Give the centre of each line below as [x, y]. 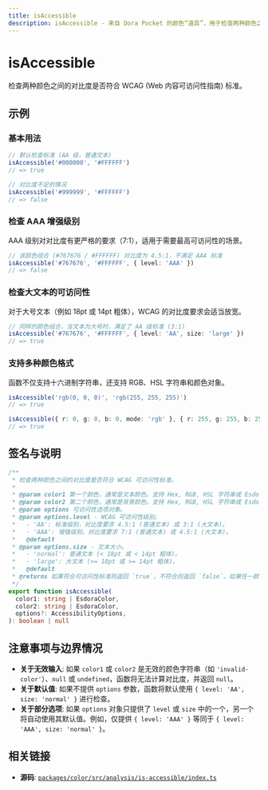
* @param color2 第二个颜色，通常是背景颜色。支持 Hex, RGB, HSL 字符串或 [126, 502]
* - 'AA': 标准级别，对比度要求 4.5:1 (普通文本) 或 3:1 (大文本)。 [120, 525]
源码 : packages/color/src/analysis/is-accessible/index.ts [118, 777]
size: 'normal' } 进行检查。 [67, 699]
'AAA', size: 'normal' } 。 [65, 729]
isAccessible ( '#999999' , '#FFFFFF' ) [69, 192]
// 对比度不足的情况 [37, 185]
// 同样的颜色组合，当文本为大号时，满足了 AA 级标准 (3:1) [97, 326]
